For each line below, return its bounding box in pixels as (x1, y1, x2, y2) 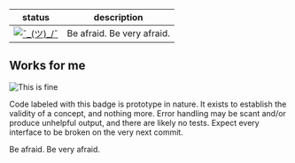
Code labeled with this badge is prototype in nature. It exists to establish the (9, 99, 287, 109)
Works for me (9, 58, 86, 73)
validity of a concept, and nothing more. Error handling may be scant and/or (9, 107, 286, 118)
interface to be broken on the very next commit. (9, 127, 183, 137)
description (93, 11, 144, 23)
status (21, 11, 50, 23)
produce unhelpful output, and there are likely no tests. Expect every (9, 117, 260, 128)
